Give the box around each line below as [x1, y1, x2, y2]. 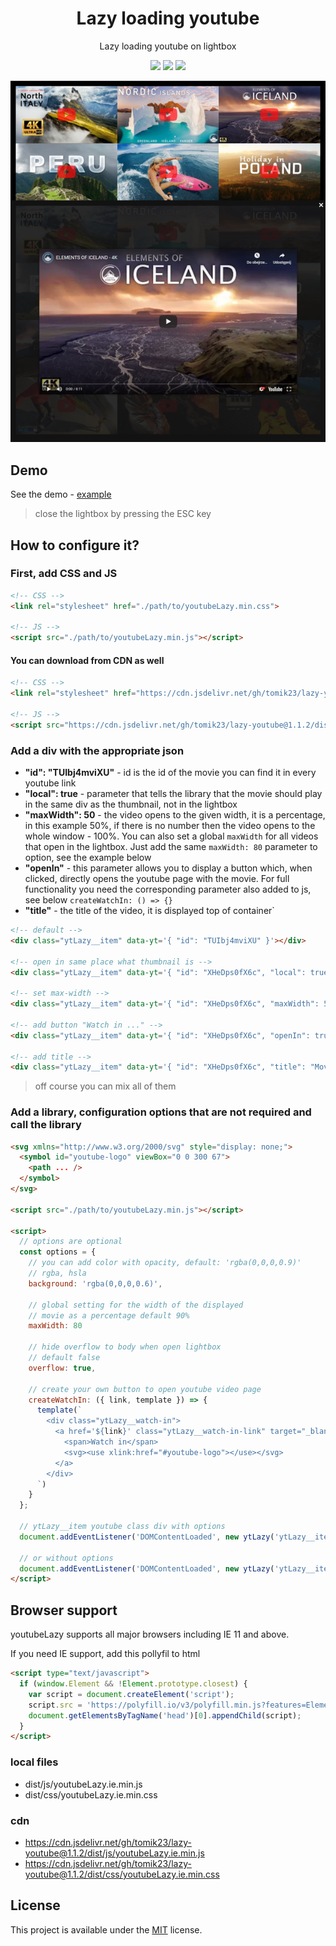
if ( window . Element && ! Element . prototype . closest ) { [19, 1679, 248, 1689]
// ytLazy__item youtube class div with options [19, 1522, 226, 1532]
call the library [10, 1118, 82, 1132]
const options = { [19, 1247, 97, 1257]
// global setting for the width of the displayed [28, 1300, 244, 1310]
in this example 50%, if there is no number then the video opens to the [24, 820, 316, 832]
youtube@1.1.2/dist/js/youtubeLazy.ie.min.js [24, 1847, 205, 1859]
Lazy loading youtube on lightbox [99, 40, 237, 52]
